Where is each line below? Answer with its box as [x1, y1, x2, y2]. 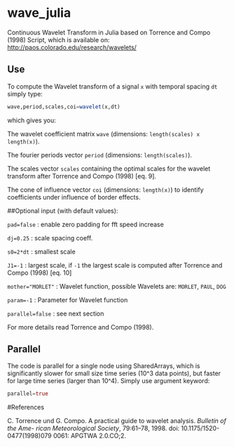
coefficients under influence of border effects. [7, 193, 141, 201]
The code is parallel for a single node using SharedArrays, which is [7, 362, 200, 370]
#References [7, 403, 44, 412]
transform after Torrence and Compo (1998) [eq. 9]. [7, 171, 156, 180]
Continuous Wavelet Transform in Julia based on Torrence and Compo [7, 28, 211, 37]
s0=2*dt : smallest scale [7, 247, 76, 256]
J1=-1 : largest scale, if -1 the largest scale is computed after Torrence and [7, 261, 223, 269]
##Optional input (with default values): [7, 206, 118, 215]
